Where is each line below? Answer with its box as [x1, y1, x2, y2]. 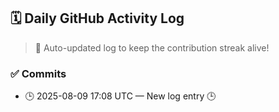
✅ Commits [10, 66, 67, 80]
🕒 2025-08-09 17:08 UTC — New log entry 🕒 [24, 90, 217, 102]
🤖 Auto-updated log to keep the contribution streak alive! [34, 41, 270, 54]
